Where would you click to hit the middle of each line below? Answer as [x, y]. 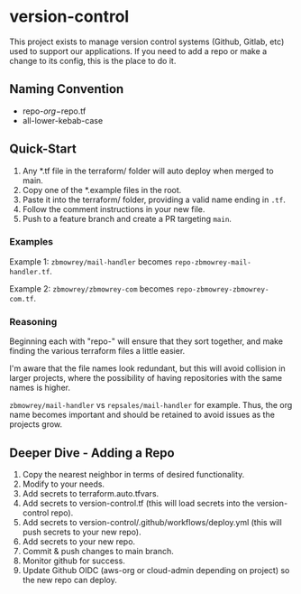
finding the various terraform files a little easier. [97, 351]
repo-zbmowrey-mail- [213, 262]
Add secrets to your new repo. [79, 541]
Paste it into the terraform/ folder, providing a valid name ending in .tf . [154, 200]
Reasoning [33, 321]
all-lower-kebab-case [63, 120]
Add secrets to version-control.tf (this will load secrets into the [138, 503]
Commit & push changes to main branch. [98, 551]
